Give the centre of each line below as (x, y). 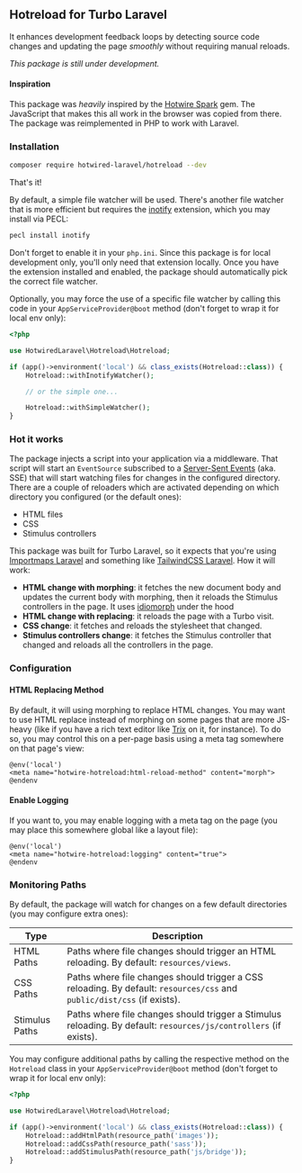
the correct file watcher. (54, 282)
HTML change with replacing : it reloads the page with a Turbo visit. (148, 617)
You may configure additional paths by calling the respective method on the (149, 1059)
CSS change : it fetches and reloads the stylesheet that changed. (142, 626)
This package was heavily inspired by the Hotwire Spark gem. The (133, 104)
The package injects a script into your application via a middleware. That (144, 459)
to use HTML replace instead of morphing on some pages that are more (142, 719)
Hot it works (36, 439)
